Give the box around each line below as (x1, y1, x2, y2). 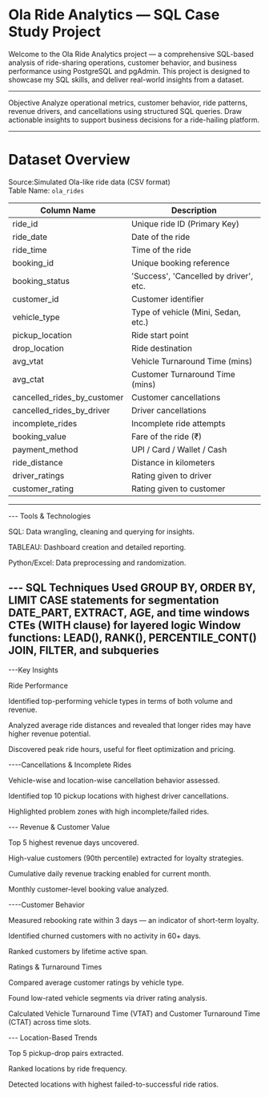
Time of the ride (130, 244, 192, 255)
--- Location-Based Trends (8, 1033, 98, 1042)
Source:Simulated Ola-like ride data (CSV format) (8, 177, 171, 186)
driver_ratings (12, 469, 65, 481)
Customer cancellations (130, 392, 221, 403)
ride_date (12, 231, 48, 242)
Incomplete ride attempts (130, 417, 226, 429)
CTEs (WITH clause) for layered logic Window (8, 619, 241, 632)
